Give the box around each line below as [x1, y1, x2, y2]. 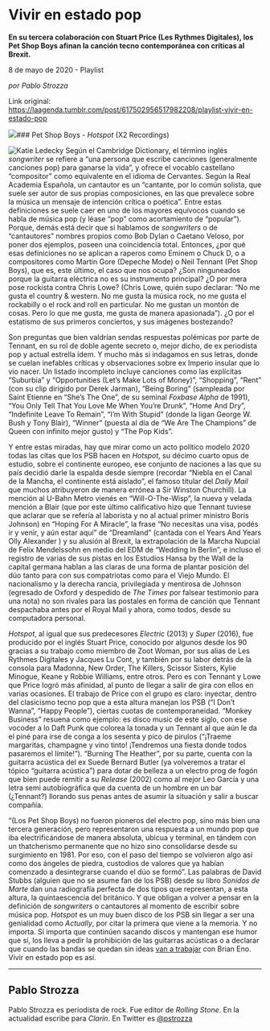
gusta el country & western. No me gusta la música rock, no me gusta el [8, 291, 247, 300]
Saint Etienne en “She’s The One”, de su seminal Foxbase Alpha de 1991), [8, 392, 251, 402]
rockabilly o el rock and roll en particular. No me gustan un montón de [8, 300, 239, 309]
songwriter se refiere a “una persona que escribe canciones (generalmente [8, 154, 258, 164]
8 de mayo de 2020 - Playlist [8, 64, 104, 74]
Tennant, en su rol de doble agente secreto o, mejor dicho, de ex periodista [8, 341, 257, 350]
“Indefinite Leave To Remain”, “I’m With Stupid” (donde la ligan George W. [8, 409, 252, 419]
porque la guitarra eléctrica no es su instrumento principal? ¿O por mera [8, 274, 247, 284]
